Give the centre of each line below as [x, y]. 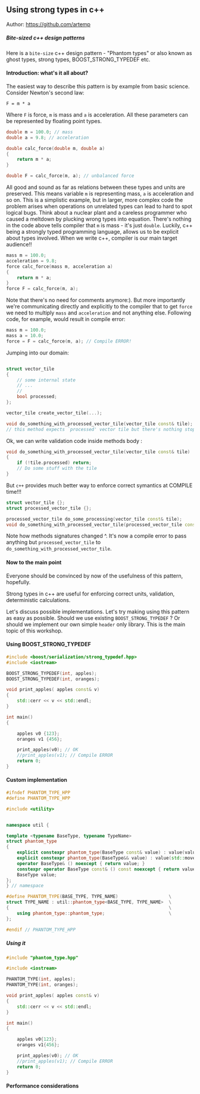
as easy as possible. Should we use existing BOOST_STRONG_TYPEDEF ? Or [93, 618]
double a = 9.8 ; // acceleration [48, 137]
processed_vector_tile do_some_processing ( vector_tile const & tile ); [94, 519]
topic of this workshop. [35, 631]
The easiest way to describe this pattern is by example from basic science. [98, 86]
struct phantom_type [32, 841]
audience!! [19, 245]
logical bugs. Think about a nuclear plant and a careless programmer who [97, 213]
